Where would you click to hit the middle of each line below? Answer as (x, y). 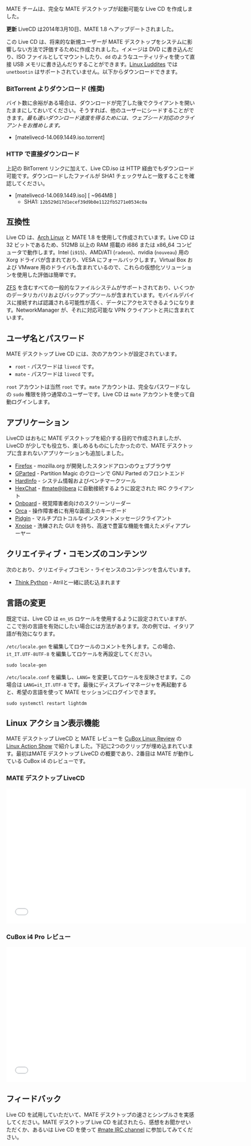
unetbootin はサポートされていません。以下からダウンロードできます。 (93, 72)
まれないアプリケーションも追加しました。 (74, 453)
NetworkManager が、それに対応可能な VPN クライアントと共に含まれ (103, 310)
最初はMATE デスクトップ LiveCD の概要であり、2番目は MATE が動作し (105, 753)
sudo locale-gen (26, 665)
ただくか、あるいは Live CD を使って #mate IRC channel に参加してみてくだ (99, 1129)
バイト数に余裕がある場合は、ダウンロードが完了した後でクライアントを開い (101, 103)
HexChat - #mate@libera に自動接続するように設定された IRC (90, 488)
